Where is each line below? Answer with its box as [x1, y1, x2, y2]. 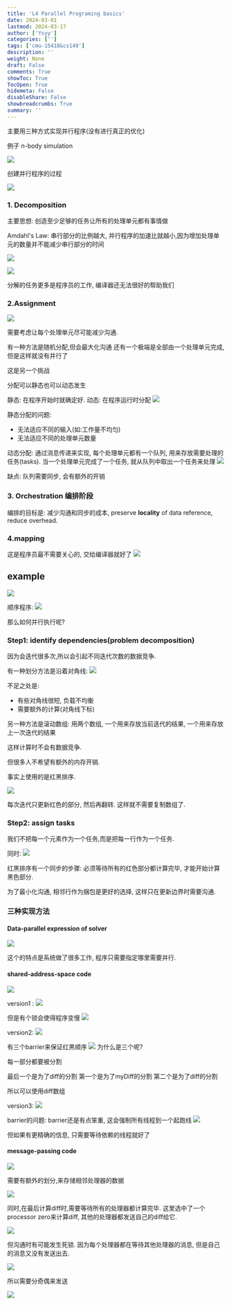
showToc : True [7, 74, 48, 82]
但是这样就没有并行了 [7, 352, 68, 360]
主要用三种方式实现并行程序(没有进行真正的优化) [7, 126, 145, 135]
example [7, 570, 46, 583]
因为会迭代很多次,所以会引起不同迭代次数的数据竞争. [7, 652, 157, 660]
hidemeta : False [7, 87, 54, 94]
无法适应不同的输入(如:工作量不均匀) [17, 425, 121, 434]
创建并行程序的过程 [7, 169, 62, 178]
